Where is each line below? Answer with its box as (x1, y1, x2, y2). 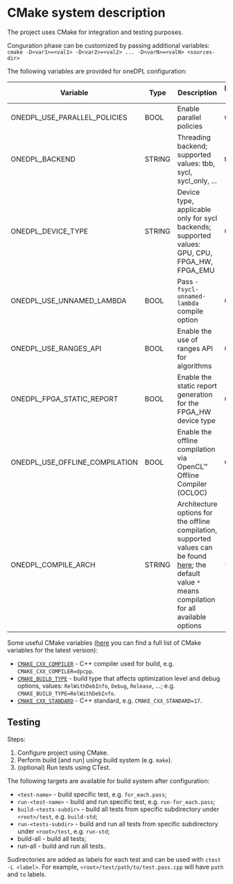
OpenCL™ (177, 461, 208, 471)
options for (177, 507, 213, 517)
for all (177, 603, 196, 613)
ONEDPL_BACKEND (10, 154, 76, 164)
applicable (177, 204, 212, 214)
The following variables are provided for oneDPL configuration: (7, 67, 187, 75)
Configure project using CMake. (17, 748, 109, 757)
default (177, 568, 200, 578)
